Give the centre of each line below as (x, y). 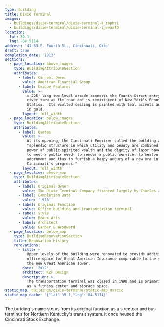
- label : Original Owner (43, 186)
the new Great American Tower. (59, 263)
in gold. (36, 109)
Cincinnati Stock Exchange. (32, 319)
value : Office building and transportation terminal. (78, 209)
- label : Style (33, 213)
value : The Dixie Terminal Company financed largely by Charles (89, 191)
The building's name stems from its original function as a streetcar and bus (81, 309)
